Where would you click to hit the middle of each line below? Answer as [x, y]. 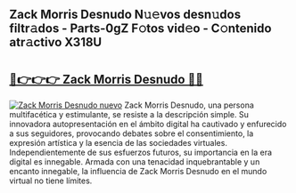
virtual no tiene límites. [51, 181]
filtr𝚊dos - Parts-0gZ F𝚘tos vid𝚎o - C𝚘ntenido [140, 29]
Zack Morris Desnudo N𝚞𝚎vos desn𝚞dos [125, 15]
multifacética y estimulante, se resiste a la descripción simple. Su [129, 114]
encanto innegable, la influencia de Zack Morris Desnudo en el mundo [138, 171]
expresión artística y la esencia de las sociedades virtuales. [118, 143]
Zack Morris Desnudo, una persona [189, 105]
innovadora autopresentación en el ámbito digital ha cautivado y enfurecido [148, 124]
